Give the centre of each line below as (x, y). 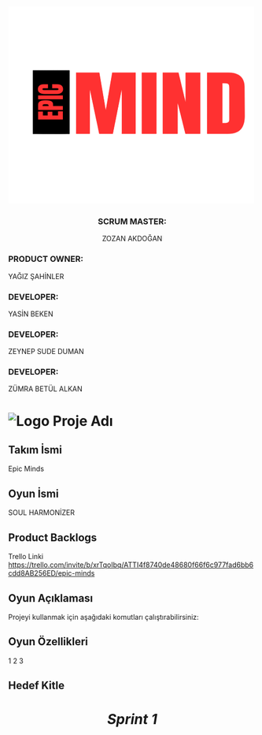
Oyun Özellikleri (48, 642)
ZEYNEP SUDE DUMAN (46, 352)
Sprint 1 (132, 720)
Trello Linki (26, 557)
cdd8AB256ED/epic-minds (52, 573)
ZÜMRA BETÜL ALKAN (45, 389)
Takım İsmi (35, 450)
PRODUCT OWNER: (46, 259)
